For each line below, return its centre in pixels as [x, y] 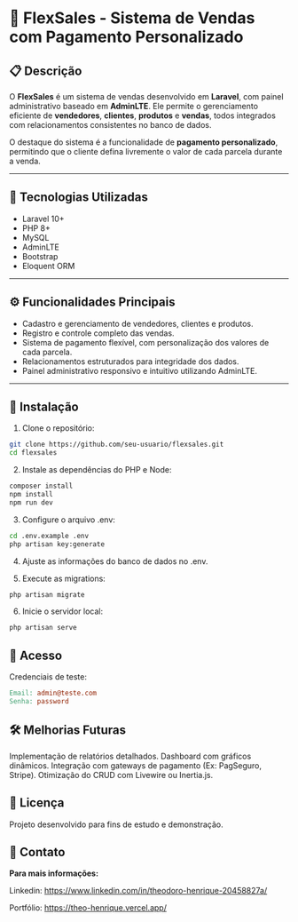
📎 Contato [37, 852]
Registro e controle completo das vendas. [98, 333]
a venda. [25, 161]
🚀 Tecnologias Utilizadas [78, 198]
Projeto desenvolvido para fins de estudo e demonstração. [116, 824]
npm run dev [31, 502]
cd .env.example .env [49, 536]
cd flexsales [33, 453]
